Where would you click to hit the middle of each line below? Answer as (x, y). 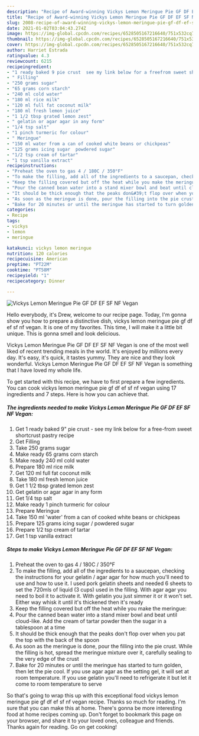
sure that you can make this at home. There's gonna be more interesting (94, 708)
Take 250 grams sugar (43, 448)
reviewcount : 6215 (29, 61)
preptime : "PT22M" (29, 265)
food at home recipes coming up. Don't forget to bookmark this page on (94, 714)
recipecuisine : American (37, 259)
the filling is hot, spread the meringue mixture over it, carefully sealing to (104, 653)
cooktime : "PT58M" (29, 270)
